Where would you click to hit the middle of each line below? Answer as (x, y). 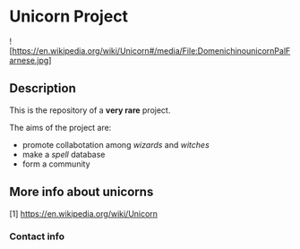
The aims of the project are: (60, 127)
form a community (56, 164)
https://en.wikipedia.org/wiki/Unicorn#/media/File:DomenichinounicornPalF (151, 50)
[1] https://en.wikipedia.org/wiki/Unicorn (84, 213)
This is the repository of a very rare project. (90, 110)
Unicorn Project (69, 17)
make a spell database (64, 154)
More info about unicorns (81, 192)
